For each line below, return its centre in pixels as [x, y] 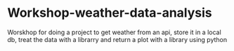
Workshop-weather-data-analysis [110, 13]
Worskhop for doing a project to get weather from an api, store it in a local [114, 32]
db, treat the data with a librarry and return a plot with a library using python [117, 39]
